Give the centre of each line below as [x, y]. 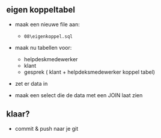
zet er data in [31, 83]
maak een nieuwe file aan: [47, 24]
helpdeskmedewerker [51, 59]
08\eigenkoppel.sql [48, 36]
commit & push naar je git [47, 128]
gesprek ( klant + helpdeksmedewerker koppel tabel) [89, 72]
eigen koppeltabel [41, 10]
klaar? [18, 114]
